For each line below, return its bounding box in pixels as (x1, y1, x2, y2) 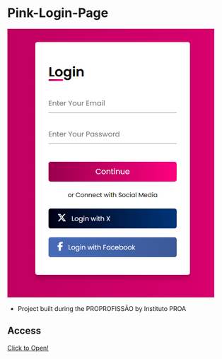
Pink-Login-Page (7, 5, 109, 21)
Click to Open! (7, 343, 49, 352)
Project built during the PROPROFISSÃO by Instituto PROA (17, 304, 187, 312)
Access (7, 325, 41, 337)
